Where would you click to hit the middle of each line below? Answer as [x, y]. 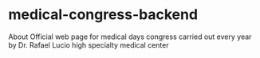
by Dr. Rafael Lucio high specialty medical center [89, 44]
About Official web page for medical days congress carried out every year [130, 37]
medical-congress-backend [103, 15]
